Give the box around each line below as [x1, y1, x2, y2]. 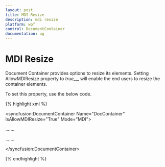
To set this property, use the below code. [5, 90, 92, 97]
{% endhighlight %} [5, 155, 47, 161]
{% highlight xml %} [5, 101, 48, 107]
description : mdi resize [5, 17, 58, 22]
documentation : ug [5, 31, 44, 36]
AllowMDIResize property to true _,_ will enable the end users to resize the [5, 75, 160, 82]
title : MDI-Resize [5, 12, 44, 17]
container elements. [5, 81, 48, 87]
